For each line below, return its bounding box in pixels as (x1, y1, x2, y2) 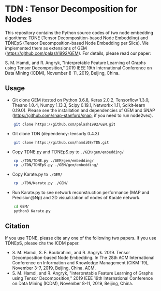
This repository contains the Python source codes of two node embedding (5, 30, 154, 35)
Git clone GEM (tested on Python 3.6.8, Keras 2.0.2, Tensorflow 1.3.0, (12, 97, 150, 103)
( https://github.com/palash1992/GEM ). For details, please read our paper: (5, 50, 151, 56)
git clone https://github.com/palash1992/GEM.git (14, 122, 116, 127)
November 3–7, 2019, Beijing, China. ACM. (12, 265, 96, 271)
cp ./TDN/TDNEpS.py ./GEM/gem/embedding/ (14, 162, 98, 168)
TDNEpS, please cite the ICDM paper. (5, 240, 80, 246)
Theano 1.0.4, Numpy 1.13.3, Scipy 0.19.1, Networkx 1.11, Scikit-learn (12, 102, 146, 108)
